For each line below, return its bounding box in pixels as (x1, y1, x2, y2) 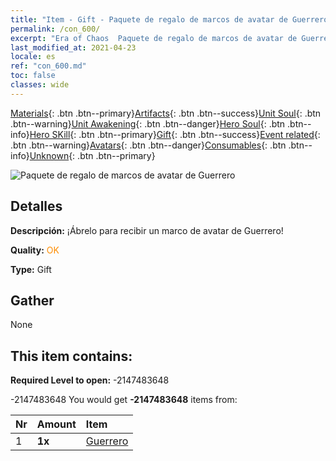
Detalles (10, 198, 63, 215)
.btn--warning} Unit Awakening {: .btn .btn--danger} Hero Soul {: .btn (10, 117, 286, 130)
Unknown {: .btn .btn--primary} (29, 149, 156, 161)
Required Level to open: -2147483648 (10, 374, 170, 386)
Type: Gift (10, 263, 52, 275)
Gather (10, 292, 55, 309)
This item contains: (10, 347, 133, 365)
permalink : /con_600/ (10, 24, 101, 34)
